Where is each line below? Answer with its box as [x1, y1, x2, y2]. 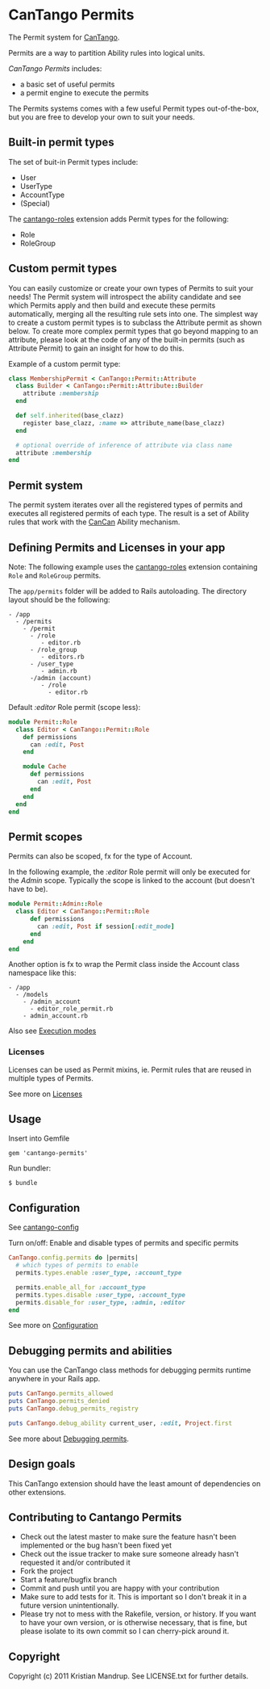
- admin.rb [40, 666, 78, 675]
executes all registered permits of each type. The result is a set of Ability [8, 509, 250, 519]
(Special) [19, 198, 51, 208]
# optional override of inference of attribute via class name [15, 441, 232, 449]
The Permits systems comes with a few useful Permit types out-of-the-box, [8, 103, 260, 113]
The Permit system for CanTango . [8, 32, 120, 42]
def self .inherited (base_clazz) [15, 412, 125, 420]
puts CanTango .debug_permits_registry [8, 1404, 139, 1413]
